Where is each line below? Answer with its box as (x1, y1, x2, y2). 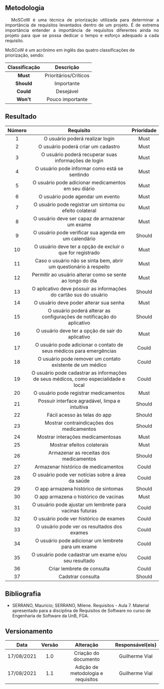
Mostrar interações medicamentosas (37, 433, 122, 440)
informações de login (55, 157, 103, 164)
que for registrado (58, 249, 100, 256)
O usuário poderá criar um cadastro (38, 143, 121, 150)
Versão (41, 642, 59, 648)
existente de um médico (51, 361, 107, 368)
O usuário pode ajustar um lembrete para (32, 501, 126, 508)
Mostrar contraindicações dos (44, 419, 114, 426)
